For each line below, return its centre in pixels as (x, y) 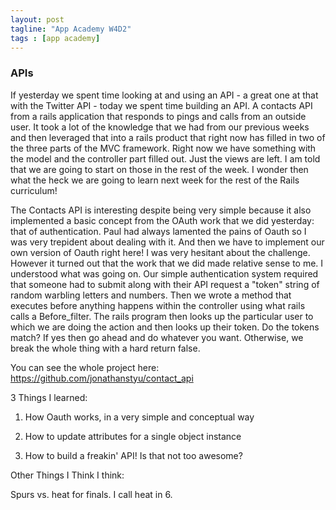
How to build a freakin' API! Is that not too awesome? (133, 455)
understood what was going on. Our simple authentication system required (164, 273)
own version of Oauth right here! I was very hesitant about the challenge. (160, 252)
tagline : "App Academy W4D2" (71, 29)
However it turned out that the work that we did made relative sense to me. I (167, 263)
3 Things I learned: (49, 397)
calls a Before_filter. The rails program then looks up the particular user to (162, 316)
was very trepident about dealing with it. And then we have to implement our (167, 242)
